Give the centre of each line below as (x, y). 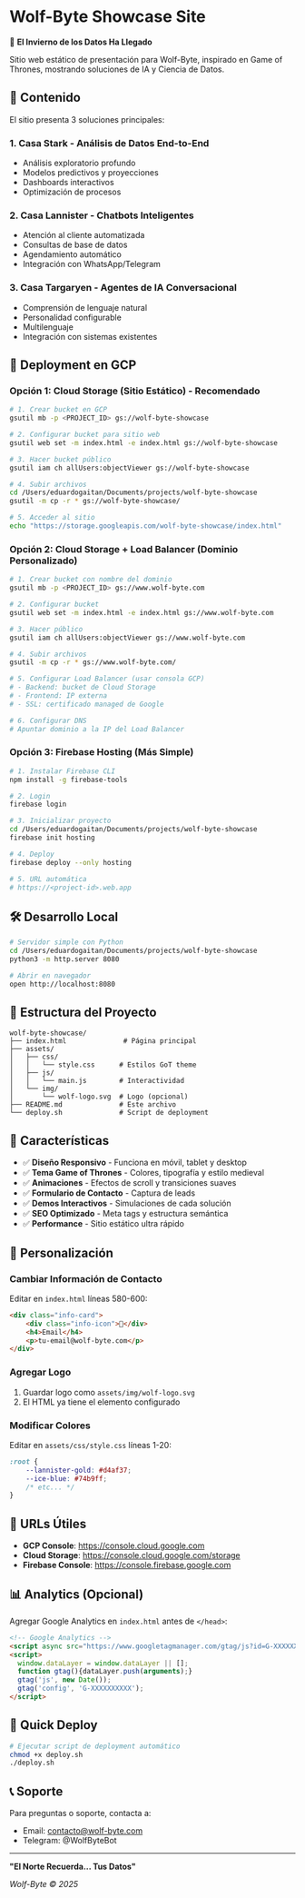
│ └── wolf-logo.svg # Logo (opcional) (99, 1097)
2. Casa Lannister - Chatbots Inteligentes (102, 215)
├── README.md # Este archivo (93, 1105)
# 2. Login (30, 796)
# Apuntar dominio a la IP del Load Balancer (97, 729)
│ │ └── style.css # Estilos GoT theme (103, 1065)
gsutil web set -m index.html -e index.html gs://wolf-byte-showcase (144, 442)
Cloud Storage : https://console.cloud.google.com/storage (131, 1555)
